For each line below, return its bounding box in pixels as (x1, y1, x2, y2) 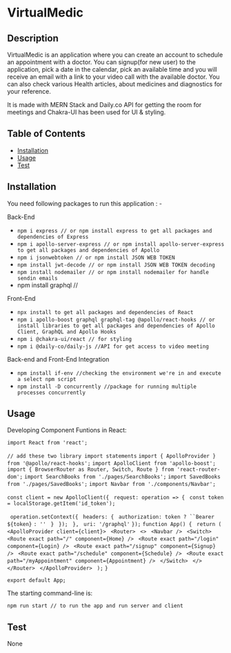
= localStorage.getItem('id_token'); (7, 500, 116, 507)
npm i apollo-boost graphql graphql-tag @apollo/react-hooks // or (17, 316, 215, 323)
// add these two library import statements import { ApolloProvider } (7, 453, 216, 460)
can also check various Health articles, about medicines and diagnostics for (7, 80, 223, 88)
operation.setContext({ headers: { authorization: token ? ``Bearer (10, 514, 215, 520)
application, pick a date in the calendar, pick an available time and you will (7, 66, 217, 73)
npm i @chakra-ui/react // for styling (17, 335, 132, 342)
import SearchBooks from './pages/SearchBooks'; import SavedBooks (23, 474, 221, 480)
